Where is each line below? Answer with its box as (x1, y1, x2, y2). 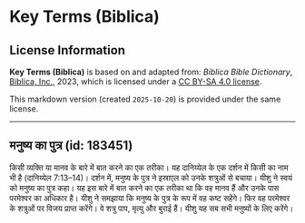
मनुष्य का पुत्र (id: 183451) (9, 138, 133, 153)
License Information (9, 43, 125, 58)
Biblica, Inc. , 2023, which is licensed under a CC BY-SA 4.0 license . (9, 76, 262, 87)
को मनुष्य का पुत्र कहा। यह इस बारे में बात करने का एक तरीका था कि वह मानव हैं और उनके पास (9, 182, 280, 193)
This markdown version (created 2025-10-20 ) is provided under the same (9, 93, 281, 104)
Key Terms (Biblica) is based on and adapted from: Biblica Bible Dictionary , (9, 66, 293, 77)
